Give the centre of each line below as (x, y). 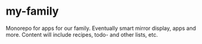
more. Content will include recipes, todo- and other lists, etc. (82, 34)
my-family (32, 11)
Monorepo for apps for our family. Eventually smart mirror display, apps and (101, 28)
